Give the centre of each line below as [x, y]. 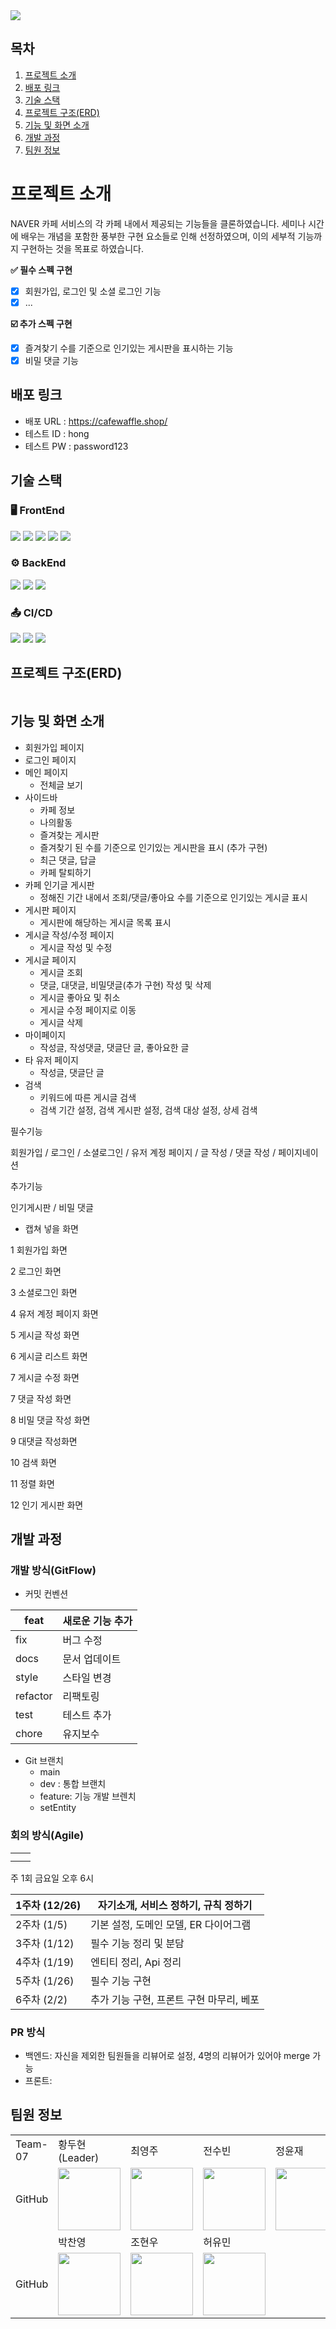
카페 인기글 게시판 [59, 885]
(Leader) [79, 2157]
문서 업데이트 [92, 1659]
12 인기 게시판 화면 [47, 1505]
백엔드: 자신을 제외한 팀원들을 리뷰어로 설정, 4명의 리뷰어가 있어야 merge [167, 2055]
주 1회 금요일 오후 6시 [52, 1878]
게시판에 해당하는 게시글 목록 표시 [105, 922]
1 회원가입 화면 [39, 1250]
